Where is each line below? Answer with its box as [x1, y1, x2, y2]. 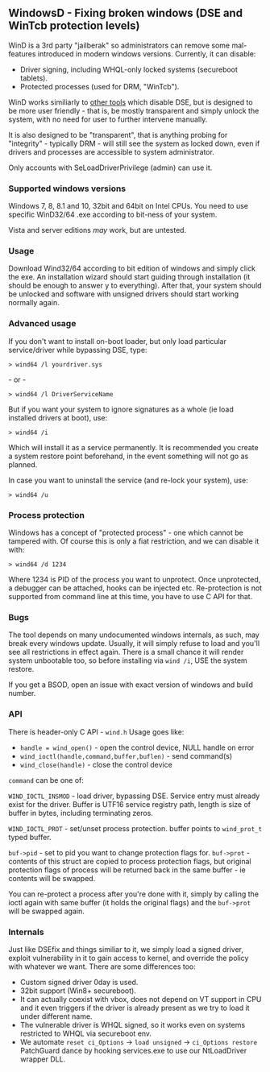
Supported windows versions [8, 183, 127, 194]
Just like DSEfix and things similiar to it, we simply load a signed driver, [8, 944, 244, 954]
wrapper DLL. [19, 1054, 66, 1064]
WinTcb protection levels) [8, 19, 140, 33]
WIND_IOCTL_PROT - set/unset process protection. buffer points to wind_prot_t [8, 823, 263, 833]
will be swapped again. [8, 906, 85, 916]
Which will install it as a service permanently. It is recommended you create [8, 442, 260, 452]
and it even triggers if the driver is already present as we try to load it [19, 1003, 250, 1012]
